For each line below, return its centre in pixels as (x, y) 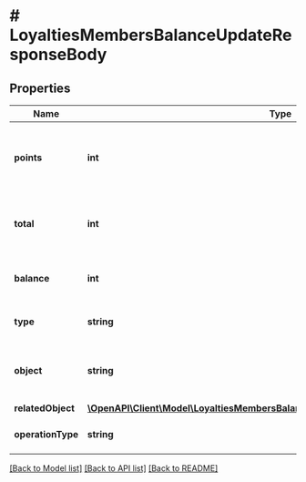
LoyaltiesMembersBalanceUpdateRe (151, 35)
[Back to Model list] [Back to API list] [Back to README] (114, 468)
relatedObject (45, 408)
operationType (46, 434)
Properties (40, 88)
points (28, 158)
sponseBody (58, 55)
